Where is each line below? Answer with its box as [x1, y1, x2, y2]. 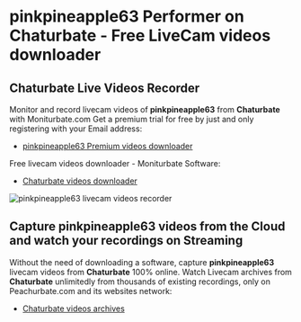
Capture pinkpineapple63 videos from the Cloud [9, 219, 286, 235]
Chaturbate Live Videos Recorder [9, 80, 200, 95]
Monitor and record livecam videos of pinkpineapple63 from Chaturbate [9, 104, 280, 114]
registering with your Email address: [9, 123, 143, 134]
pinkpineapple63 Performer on [9, 6, 244, 27]
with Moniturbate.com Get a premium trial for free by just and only [9, 114, 254, 124]
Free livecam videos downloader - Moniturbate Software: [9, 158, 221, 168]
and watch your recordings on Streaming [9, 233, 243, 248]
